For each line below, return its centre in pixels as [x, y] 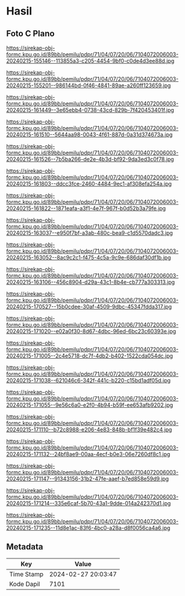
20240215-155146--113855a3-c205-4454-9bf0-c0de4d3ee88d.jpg [90, 61]
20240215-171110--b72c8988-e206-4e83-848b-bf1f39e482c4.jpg [89, 430]
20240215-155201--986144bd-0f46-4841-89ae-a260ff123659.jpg [89, 85]
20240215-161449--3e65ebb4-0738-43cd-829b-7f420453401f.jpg [90, 110]
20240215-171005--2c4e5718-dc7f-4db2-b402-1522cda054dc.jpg [90, 356]
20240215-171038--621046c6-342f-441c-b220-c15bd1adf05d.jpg [88, 380]
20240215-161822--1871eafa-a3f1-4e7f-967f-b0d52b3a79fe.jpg [86, 208]
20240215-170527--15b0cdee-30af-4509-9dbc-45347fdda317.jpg [89, 306]
